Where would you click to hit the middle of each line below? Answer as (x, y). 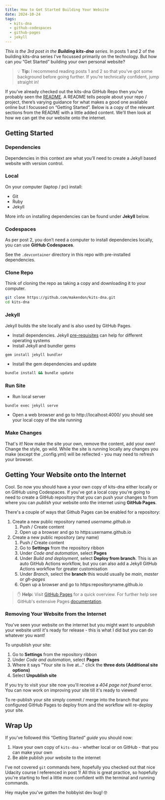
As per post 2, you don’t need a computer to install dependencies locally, (79, 240)
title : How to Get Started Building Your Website (57, 10)
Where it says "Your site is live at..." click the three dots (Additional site (85, 665)
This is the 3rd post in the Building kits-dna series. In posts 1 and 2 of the (80, 51)
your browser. (19, 459)
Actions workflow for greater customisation (64, 569)
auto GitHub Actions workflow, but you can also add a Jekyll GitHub (88, 563)
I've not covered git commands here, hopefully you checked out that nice (80, 767)
